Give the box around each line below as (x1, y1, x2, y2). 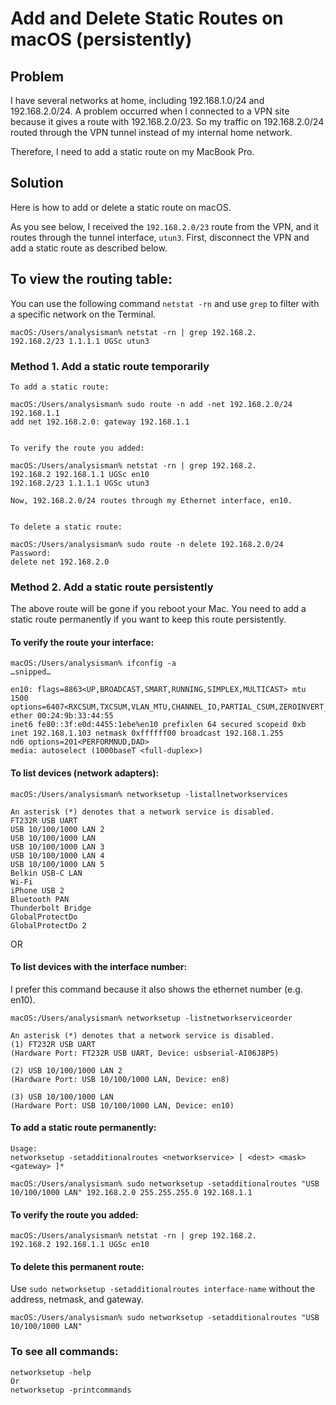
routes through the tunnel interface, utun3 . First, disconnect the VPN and (10, 231, 310, 243)
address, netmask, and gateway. (10, 1293, 144, 1306)
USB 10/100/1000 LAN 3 (10, 842, 105, 852)
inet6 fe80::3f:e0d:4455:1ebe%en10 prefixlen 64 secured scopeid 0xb (10, 720, 307, 730)
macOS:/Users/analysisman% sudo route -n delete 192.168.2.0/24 (10, 539, 284, 549)
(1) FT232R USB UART (10, 1039, 97, 1049)
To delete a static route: (10, 522, 123, 532)
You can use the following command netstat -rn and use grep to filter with (10, 297, 320, 309)
